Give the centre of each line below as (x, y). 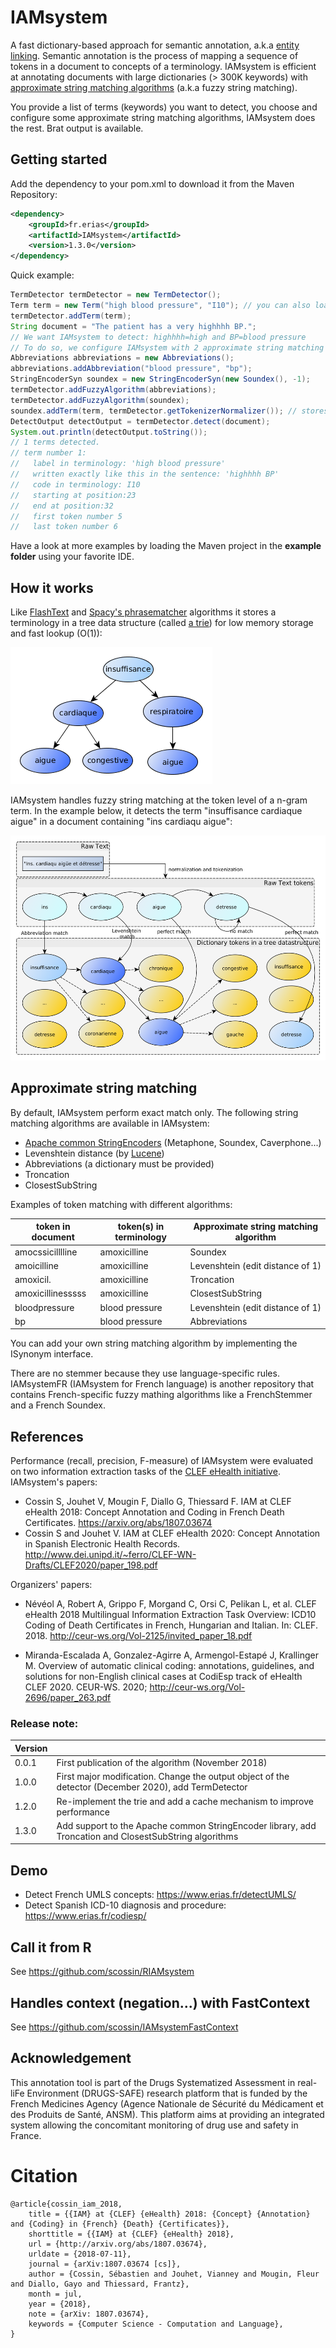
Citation (44, 2175)
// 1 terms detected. (55, 442)
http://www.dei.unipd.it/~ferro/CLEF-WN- (110, 1555)
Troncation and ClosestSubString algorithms (147, 1836)
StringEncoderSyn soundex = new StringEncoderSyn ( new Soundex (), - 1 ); (160, 379)
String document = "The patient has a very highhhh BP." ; (133, 326)
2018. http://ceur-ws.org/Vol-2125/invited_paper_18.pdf (138, 1636)
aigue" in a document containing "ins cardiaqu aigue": (121, 822)
